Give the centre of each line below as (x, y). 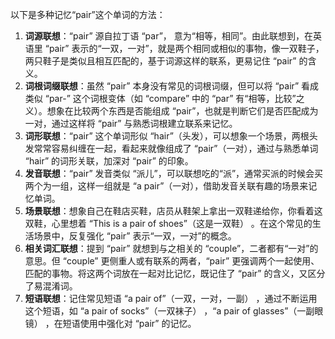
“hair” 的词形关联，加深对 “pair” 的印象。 (109, 161)
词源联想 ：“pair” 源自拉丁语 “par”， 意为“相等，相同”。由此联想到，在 (169, 36)
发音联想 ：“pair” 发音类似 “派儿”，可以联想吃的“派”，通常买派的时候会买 (174, 173)
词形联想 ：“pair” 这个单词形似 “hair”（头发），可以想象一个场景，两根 (167, 136)
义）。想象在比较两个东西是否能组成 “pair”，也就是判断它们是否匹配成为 (171, 111)
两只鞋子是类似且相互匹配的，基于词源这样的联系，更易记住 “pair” (160, 61)
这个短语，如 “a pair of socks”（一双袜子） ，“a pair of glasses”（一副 (169, 311)
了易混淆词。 (51, 286)
